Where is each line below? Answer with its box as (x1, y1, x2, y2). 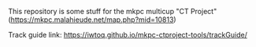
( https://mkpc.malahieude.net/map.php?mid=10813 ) (8, 15, 176, 24)
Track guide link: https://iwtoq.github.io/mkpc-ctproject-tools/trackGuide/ (8, 31, 248, 39)
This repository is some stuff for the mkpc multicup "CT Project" (8, 7, 217, 16)
